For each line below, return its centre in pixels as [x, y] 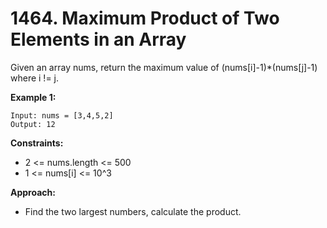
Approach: [33, 192]
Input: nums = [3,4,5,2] [62, 115]
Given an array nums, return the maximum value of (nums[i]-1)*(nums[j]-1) [164, 67]
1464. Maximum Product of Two [145, 18]
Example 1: [33, 97]
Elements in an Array [98, 39]
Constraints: [37, 143]
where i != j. [35, 78]
